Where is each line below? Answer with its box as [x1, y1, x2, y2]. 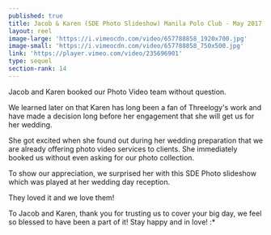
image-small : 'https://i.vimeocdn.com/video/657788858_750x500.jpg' [8, 42, 244, 50]
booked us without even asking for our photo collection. [8, 152, 195, 162]
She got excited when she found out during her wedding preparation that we [8, 135, 264, 145]
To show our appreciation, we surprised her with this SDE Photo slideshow [8, 168, 257, 178]
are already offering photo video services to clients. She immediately [8, 143, 238, 154]
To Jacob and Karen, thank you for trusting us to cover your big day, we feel [8, 208, 262, 218]
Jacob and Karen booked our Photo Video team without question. [8, 87, 227, 96]
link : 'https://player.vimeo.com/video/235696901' [8, 49, 183, 58]
